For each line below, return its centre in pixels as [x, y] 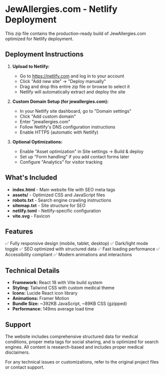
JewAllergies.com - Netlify [61, 9]
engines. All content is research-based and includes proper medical [74, 347]
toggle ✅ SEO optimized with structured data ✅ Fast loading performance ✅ [82, 249]
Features [19, 231]
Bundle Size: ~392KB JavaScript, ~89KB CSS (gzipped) [70, 303]
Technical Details [32, 270]
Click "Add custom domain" [48, 116]
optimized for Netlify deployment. [39, 39]
